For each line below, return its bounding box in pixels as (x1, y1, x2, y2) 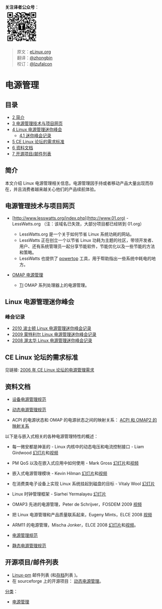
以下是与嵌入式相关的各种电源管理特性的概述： (5, 433, 98, 439)
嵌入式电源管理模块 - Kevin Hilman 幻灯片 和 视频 (12, 470, 107, 476)
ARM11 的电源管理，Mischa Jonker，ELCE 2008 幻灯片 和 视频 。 (12, 522, 139, 528)
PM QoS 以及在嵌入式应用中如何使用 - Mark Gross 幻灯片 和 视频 (12, 460, 139, 466)
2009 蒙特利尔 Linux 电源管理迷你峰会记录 (12, 332, 97, 338)
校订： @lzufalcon (16, 61, 52, 67)
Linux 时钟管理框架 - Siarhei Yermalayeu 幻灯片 (12, 491, 106, 497)
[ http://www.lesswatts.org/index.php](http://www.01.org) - (12, 215, 129, 221)
